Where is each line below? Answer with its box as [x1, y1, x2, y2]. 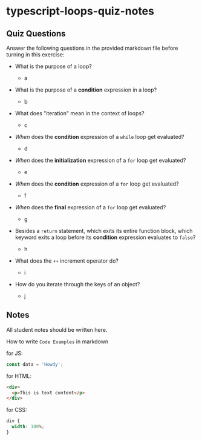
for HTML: [6, 372, 32, 380]
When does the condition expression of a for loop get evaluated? [15, 180, 180, 187]
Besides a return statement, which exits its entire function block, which [15, 227, 193, 234]
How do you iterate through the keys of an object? [15, 281, 140, 288]
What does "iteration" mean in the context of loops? [15, 110, 145, 116]
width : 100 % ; [11, 423, 45, 430]
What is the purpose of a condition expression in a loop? [15, 86, 157, 93]
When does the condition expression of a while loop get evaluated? [15, 133, 184, 140]
